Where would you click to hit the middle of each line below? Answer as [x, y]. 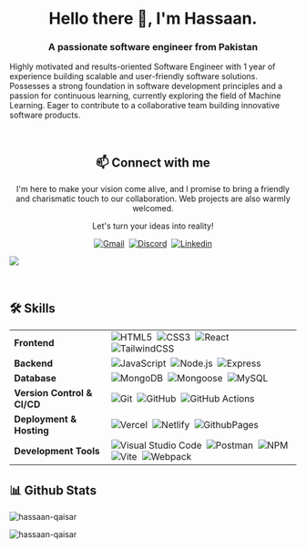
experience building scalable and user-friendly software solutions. [133, 76]
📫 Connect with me [153, 163]
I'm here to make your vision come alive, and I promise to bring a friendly [153, 189]
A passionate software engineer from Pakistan [153, 47]
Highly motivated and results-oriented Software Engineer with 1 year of [143, 66]
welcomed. [153, 208]
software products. [45, 115]
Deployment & [46, 420]
